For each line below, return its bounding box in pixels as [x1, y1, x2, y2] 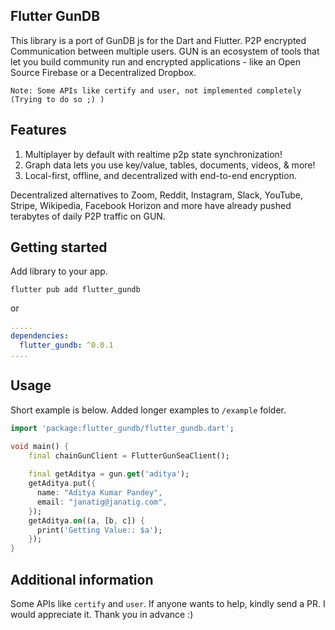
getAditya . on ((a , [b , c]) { [28, 515, 145, 526]
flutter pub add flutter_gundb [10, 285, 141, 295]
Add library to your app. [10, 265, 108, 278]
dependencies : [10, 331, 70, 341]
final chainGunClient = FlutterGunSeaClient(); [28, 450, 230, 461]
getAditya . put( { [28, 479, 97, 489]
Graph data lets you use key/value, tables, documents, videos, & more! [24, 159, 316, 171]
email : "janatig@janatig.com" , [36, 497, 168, 507]
